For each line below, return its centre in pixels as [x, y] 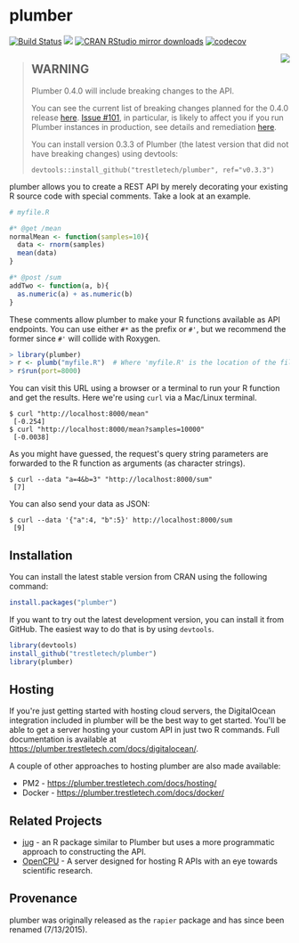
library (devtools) [43, 645]
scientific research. [57, 871]
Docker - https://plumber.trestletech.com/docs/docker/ [123, 793]
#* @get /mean [36, 228]
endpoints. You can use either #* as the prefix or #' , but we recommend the [148, 329]
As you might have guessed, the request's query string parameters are [139, 454]
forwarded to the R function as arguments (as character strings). [128, 463]
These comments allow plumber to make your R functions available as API [145, 319]
